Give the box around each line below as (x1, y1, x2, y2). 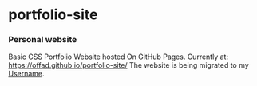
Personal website (8, 34, 77, 45)
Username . (8, 69, 45, 79)
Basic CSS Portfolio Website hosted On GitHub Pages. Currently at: (8, 52, 229, 61)
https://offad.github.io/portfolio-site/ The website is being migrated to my (8, 61, 249, 70)
